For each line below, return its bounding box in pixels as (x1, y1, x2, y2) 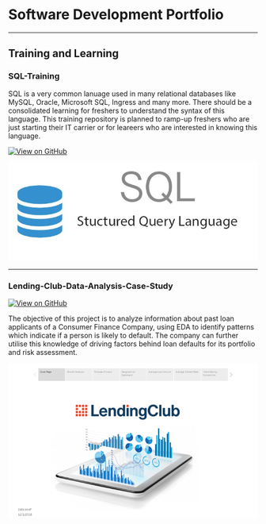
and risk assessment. (8, 348, 78, 357)
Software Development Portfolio (8, 6, 224, 24)
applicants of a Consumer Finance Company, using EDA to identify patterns (8, 322, 255, 332)
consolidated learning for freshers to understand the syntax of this (8, 106, 226, 115)
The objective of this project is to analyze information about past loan (8, 314, 235, 323)
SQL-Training (8, 71, 60, 82)
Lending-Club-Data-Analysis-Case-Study (8, 280, 173, 291)
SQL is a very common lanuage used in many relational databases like (8, 89, 236, 98)
